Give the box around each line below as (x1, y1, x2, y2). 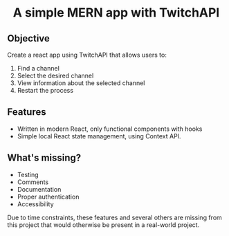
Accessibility (17, 199, 54, 208)
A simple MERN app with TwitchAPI (12, 5, 220, 21)
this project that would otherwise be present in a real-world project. (7, 220, 200, 229)
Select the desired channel (17, 71, 94, 80)
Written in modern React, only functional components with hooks (17, 125, 203, 133)
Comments (17, 178, 49, 186)
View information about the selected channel (17, 79, 145, 87)
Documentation (17, 185, 62, 193)
